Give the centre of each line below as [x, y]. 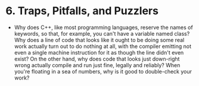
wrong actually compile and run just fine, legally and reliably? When [97, 65]
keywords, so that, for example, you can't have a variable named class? [102, 33]
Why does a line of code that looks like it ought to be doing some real [99, 40]
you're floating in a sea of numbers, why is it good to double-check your [103, 71]
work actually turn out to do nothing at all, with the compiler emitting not [103, 46]
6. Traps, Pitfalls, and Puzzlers [82, 11]
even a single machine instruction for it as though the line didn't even [99, 52]
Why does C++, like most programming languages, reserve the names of [103, 27]
